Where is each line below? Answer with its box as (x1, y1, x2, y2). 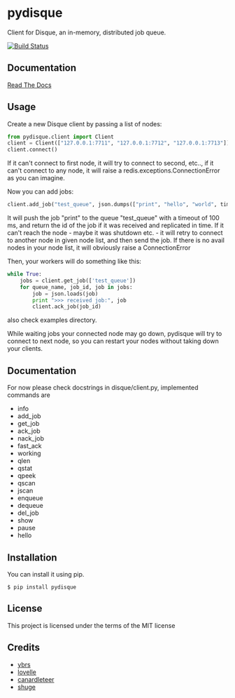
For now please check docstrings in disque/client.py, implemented (7, 384, 199, 392)
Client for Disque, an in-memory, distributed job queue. (7, 28, 166, 36)
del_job (17, 509, 40, 517)
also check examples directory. (7, 316, 97, 324)
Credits (7, 642, 41, 654)
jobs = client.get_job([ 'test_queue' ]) (20, 277, 136, 284)
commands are (7, 391, 51, 399)
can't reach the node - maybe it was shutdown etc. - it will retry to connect (7, 229, 223, 237)
